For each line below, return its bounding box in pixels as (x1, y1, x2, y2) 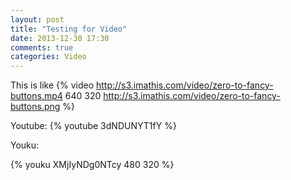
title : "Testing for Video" (10, 24, 128, 34)
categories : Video (10, 52, 87, 62)
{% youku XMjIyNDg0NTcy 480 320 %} (10, 159, 175, 171)
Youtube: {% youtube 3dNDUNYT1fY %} (10, 120, 177, 132)
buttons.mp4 (10, 90, 63, 102)
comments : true (10, 42, 74, 53)
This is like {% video (10, 79, 95, 91)
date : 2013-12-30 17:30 (10, 33, 110, 43)
